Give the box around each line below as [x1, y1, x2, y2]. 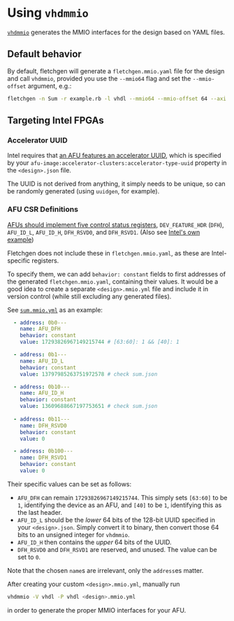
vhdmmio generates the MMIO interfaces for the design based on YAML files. [7, 28, 226, 36]
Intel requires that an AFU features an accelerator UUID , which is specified [7, 152, 221, 160]
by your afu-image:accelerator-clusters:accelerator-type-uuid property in [7, 159, 227, 167]
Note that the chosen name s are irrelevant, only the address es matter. [7, 566, 204, 574]
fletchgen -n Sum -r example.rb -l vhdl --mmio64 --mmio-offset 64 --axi [7, 95, 227, 102]
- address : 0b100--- [13, 448, 73, 455]
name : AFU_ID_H [20, 390, 64, 397]
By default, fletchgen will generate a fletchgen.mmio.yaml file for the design [7, 66, 225, 75]
